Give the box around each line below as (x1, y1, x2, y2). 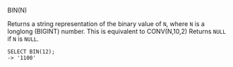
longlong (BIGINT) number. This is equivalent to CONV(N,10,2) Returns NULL (7, 28, 226, 35)
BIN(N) (7, 6, 28, 14)
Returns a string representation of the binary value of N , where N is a (7, 20, 205, 28)
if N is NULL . (7, 35, 40, 43)
